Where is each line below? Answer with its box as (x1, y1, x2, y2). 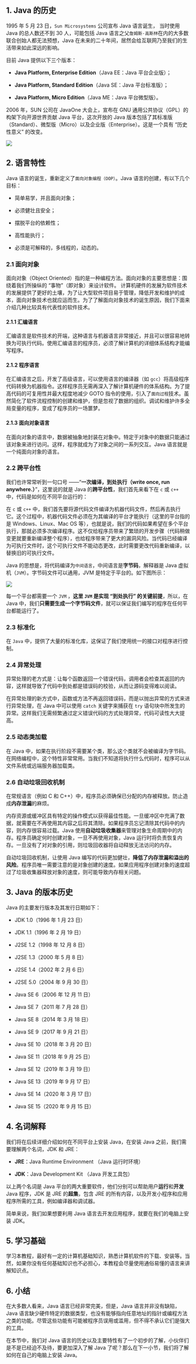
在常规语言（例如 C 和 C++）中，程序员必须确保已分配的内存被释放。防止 (6, 793, 183, 800)
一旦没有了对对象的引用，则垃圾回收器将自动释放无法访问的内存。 (16, 842, 175, 849)
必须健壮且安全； (14, 206, 56, 213)
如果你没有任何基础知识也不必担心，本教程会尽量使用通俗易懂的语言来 (16, 1260, 185, 1267)
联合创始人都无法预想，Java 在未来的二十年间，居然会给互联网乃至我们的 (6, 37, 183, 44)
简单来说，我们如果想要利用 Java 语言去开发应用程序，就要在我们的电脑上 (6, 1210, 184, 1217)
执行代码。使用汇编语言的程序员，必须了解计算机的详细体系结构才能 (21, 340, 185, 347)
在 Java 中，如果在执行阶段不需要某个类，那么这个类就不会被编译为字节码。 (6, 748, 190, 755)
